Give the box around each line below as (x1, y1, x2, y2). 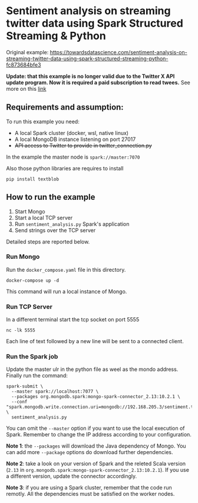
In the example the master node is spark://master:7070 (6, 153, 140, 160)
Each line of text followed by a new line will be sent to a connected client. (6, 338, 184, 345)
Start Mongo (14, 208, 45, 215)
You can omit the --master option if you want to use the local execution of (6, 425, 185, 432)
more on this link (6, 85, 47, 92)
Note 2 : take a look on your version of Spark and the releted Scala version (6, 460, 186, 467)
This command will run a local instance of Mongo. (6, 288, 127, 295)
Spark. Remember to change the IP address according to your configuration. (6, 431, 192, 438)
